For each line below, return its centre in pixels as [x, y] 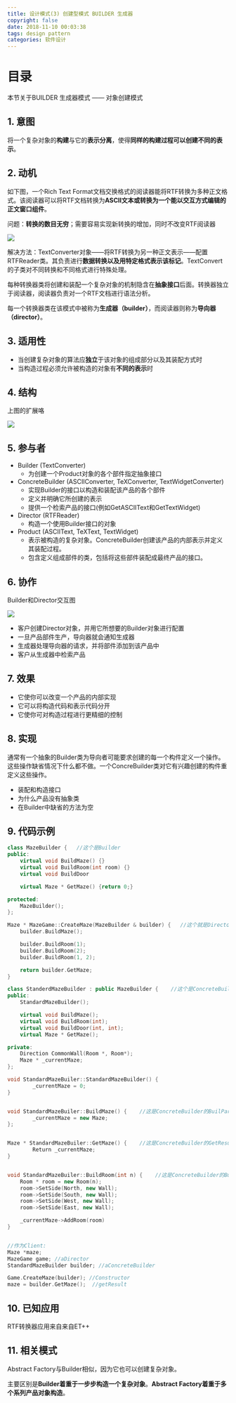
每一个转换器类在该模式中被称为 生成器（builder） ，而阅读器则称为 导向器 [112, 308]
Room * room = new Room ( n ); [61, 1181]
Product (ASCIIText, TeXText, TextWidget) [78, 532]
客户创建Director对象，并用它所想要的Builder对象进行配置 [101, 628]
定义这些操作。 [29, 775]
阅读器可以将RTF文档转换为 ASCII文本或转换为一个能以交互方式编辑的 [126, 200]
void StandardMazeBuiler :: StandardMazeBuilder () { [83, 1079]
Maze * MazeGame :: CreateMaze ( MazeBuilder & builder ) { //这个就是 [107, 925]
